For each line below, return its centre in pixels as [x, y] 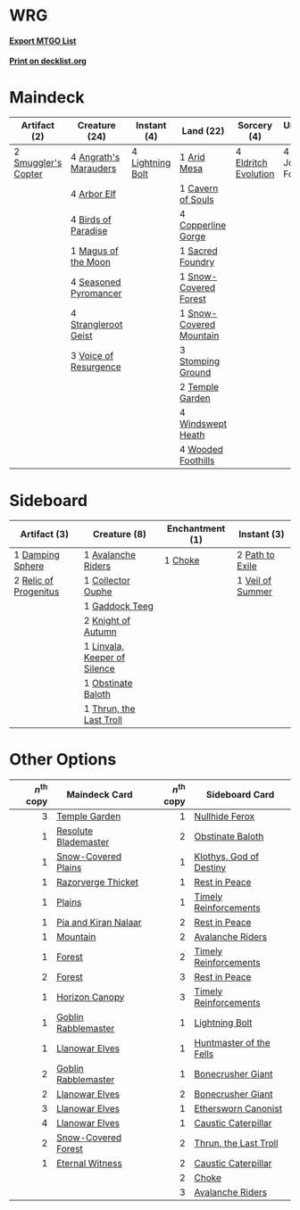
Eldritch [251, 163]
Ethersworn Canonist [238, 1108]
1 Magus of [94, 251]
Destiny [210, 867]
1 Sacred [199, 251]
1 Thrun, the [109, 709]
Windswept [204, 424]
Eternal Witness [89, 1163]
